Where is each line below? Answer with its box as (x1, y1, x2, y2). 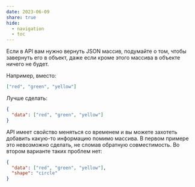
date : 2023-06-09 (6, 8, 50, 15)
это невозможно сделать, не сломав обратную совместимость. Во (6, 141, 180, 148)
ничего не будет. (6, 61, 49, 68)
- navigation (11, 25, 45, 32)
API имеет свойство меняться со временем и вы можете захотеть (6, 128, 178, 135)
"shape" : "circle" (11, 170, 58, 176)
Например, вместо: (6, 72, 57, 79)
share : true (6, 14, 36, 20)
